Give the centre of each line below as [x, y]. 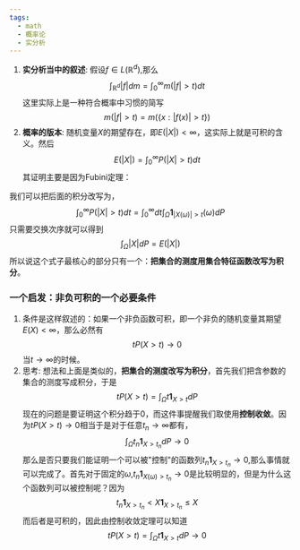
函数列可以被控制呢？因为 [77, 488]
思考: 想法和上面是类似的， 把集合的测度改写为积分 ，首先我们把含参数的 [154, 371]
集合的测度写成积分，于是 [69, 382]
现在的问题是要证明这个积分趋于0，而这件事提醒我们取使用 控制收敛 [146, 414]
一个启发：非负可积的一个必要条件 [83, 297]
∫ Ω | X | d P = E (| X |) [150, 245]
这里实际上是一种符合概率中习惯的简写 [93, 103]
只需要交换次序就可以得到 [56, 229]
